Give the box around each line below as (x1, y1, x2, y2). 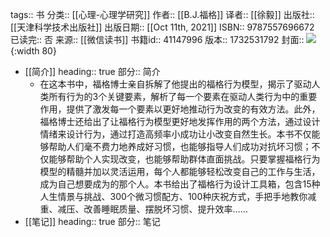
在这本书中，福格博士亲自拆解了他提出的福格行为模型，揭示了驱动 (39, 78, 312, 90)
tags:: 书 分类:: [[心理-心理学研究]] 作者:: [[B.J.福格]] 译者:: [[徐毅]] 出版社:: (10, 9, 315, 20)
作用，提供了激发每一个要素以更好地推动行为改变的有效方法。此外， (39, 103, 321, 115)
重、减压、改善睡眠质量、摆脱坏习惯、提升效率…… (39, 203, 248, 215)
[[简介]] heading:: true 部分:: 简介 (24, 66, 161, 77)
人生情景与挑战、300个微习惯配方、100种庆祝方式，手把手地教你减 (39, 191, 317, 202)
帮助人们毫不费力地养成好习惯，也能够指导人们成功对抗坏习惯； (48, 141, 312, 152)
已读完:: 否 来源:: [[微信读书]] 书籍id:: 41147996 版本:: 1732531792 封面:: (10, 34, 305, 45)
